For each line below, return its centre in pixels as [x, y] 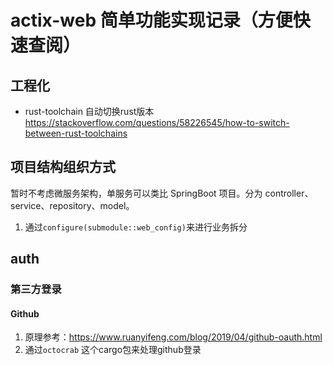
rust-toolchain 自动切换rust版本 [89, 111]
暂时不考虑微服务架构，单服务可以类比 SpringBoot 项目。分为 [136, 193]
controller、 [289, 193]
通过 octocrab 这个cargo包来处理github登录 [113, 350]
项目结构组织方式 [63, 167]
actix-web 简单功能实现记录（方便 [151, 20]
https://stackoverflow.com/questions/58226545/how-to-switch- [157, 122]
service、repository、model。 [72, 205]
